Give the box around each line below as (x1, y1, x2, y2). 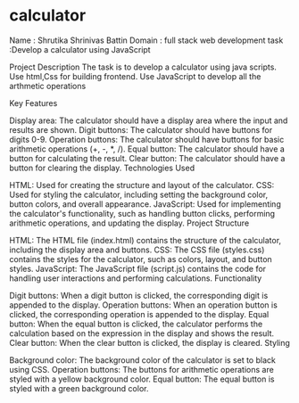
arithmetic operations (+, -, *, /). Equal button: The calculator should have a (9, 144, 286, 154)
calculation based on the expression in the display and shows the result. (9, 327, 275, 339)
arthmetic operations (9, 80, 87, 91)
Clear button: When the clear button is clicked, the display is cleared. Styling (9, 337, 290, 348)
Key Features (9, 97, 58, 108)
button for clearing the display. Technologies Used (9, 162, 195, 173)
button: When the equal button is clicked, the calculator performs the (9, 318, 263, 329)
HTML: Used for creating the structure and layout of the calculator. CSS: (9, 179, 275, 190)
